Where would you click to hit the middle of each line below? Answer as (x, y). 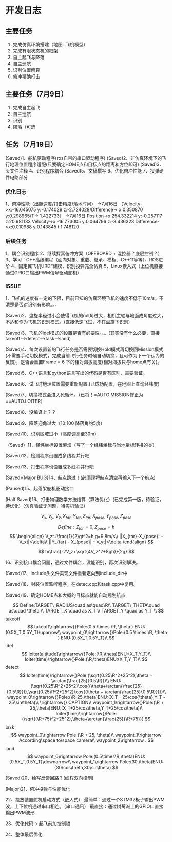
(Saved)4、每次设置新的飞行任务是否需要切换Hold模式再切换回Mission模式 (84, 349)
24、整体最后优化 (24, 834)
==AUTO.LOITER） (25, 401)
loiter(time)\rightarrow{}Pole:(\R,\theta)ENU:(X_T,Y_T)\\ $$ (86, 659)
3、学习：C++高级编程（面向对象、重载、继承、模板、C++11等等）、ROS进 (84, 260)
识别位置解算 (26, 70)
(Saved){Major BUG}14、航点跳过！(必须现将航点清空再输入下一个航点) (80, 477)
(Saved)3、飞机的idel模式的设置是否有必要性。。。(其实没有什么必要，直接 (83, 333)
